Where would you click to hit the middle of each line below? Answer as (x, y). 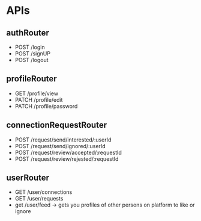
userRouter (28, 178)
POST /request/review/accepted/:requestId (68, 152)
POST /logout (32, 60)
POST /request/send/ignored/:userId (60, 146)
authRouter (28, 33)
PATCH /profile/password (46, 106)
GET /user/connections (43, 192)
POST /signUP (33, 54)
